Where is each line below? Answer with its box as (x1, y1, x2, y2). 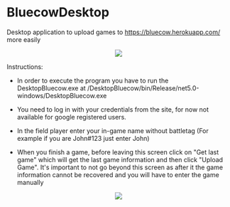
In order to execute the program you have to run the (16, 76, 169, 85)
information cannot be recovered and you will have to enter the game (16, 170, 219, 179)
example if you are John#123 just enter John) (16, 134, 150, 142)
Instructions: (6, 62, 43, 71)
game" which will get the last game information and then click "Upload (16, 155, 224, 164)
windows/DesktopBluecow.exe (16, 91, 107, 100)
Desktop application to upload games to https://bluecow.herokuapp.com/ (6, 28, 221, 36)
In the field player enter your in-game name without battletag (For (16, 126, 209, 135)
